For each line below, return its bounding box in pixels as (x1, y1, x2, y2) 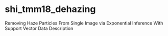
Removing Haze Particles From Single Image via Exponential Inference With (5, 20, 163, 26)
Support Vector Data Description (5, 25, 74, 31)
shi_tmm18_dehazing (5, 3, 96, 15)
